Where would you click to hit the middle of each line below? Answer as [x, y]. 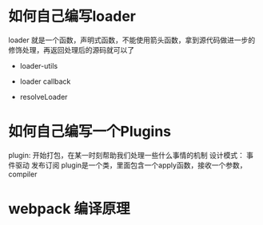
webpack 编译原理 [69, 209]
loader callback [45, 81]
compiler [23, 174]
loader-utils [39, 65]
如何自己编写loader [72, 16]
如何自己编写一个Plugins [90, 132]
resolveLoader [44, 97]
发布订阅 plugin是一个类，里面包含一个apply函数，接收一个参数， [139, 165]
